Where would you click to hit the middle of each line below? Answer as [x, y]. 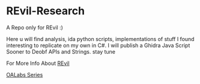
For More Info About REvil [38, 63]
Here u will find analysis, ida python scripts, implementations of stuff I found [100, 39]
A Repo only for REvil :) [35, 27]
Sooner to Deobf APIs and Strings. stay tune [61, 51]
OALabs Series [25, 74]
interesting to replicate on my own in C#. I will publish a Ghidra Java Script [98, 45]
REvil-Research [46, 11]
